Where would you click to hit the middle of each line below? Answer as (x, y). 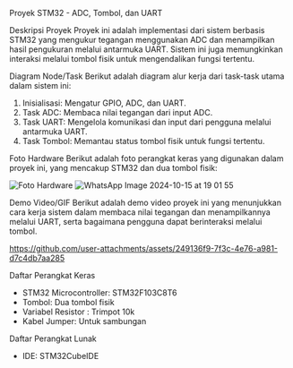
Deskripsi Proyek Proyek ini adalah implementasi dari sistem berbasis (137, 30)
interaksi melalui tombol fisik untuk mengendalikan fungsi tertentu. (132, 59)
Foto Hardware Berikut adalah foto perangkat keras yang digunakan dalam (146, 158)
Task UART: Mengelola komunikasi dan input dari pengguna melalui (146, 122)
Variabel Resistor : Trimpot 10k (78, 312)
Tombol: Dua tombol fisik (68, 302)
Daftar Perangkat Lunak (53, 338)
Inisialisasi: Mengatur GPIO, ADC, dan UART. (104, 103)
